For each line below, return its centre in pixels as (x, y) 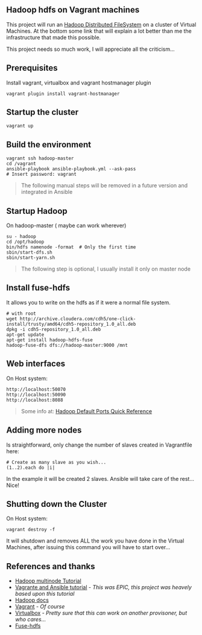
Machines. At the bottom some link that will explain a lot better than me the (99, 31)
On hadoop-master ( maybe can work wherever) (66, 225)
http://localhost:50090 (36, 395)
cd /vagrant (21, 164)
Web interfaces (36, 364)
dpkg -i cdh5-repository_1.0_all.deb (54, 329)
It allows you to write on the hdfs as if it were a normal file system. (88, 302)
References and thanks (51, 566)
